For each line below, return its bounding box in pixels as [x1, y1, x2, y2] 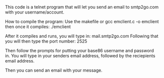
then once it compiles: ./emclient [5, 24, 71, 30]
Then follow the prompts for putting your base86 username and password [5, 48, 154, 53]
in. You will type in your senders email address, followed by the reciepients [5, 53, 155, 59]
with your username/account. [5, 9, 64, 15]
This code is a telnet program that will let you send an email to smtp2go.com [5, 4, 159, 10]
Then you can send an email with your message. [5, 67, 102, 73]
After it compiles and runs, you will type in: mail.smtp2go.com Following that [5, 33, 159, 39]
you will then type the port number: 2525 [5, 38, 87, 44]
